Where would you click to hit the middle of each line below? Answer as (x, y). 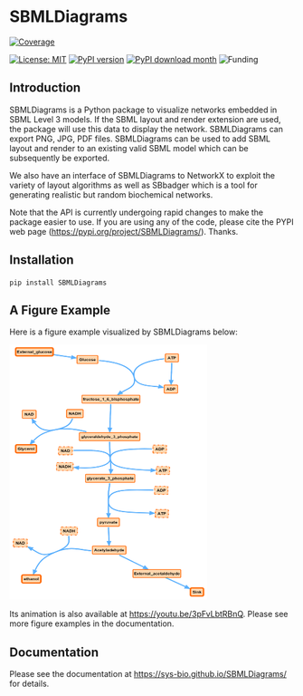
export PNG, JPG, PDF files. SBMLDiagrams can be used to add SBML (140, 139)
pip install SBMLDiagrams (58, 283)
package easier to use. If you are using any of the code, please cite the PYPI (151, 222)
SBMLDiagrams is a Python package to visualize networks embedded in (143, 110)
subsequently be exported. (60, 158)
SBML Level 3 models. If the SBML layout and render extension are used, (146, 119)
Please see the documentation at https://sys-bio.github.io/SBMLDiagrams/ (148, 674)
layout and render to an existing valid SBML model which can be (129, 148)
